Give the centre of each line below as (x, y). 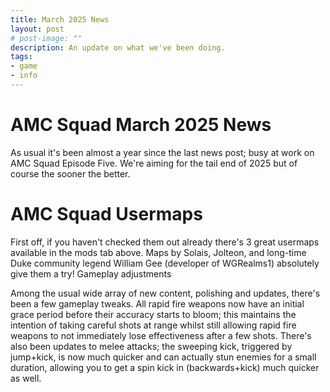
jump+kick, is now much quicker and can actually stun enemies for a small (163, 357)
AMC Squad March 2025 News (141, 125)
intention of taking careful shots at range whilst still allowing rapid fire (153, 325)
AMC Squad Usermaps (106, 214)
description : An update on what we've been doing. (118, 47)
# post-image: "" (46, 38)
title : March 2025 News (60, 19)
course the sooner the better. (70, 173)
